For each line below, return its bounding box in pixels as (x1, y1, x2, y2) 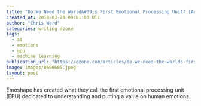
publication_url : (6, 59, 50, 65)
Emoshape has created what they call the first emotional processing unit (6, 86, 184, 93)
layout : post (6, 70, 39, 76)
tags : (6, 31, 20, 37)
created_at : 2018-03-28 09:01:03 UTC (6, 14, 100, 20)
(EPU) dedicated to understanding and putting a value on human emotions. (6, 93, 191, 100)
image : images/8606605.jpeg (6, 64, 77, 71)
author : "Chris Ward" (6, 20, 60, 26)
